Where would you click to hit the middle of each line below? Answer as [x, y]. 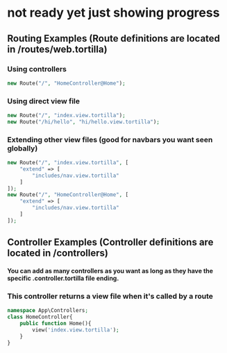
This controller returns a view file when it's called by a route [110, 296]
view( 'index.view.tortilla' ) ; [76, 330]
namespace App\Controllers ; [48, 311]
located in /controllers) [58, 253]
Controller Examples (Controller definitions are [110, 242]
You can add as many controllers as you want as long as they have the [110, 270]
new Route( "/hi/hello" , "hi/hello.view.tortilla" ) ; [83, 122]
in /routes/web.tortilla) [57, 49]
